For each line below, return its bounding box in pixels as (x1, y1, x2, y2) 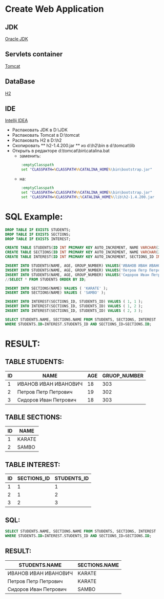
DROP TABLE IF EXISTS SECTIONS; (5, 232, 71, 237)
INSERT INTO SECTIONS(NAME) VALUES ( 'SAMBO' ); (5, 290, 106, 295)
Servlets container (5, 50, 63, 58)
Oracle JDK (5, 36, 28, 42)
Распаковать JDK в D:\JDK (12, 127, 68, 133)
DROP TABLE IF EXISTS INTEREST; (5, 236, 71, 241)
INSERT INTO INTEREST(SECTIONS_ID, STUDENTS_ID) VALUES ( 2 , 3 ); (5, 308, 143, 313)
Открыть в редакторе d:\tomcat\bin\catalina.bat (12, 148, 110, 154)
